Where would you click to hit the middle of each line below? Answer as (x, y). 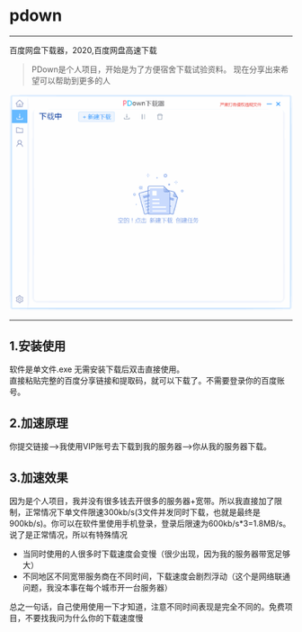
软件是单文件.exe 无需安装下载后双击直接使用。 (97, 369)
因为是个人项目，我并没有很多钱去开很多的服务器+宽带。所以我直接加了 (142, 501)
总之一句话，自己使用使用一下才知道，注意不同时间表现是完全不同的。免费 (147, 607)
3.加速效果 (39, 478)
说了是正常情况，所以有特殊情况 (68, 535)
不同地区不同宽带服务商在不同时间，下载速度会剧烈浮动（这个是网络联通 (156, 576)
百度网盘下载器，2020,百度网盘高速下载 (83, 50)
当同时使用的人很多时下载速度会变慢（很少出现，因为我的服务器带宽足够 (156, 554)
